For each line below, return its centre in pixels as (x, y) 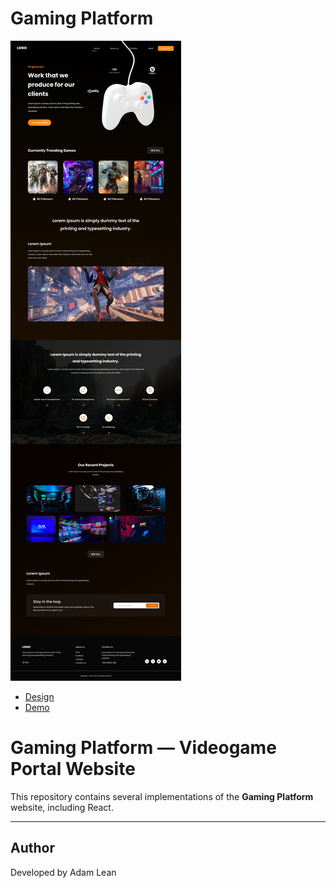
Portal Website (73, 769)
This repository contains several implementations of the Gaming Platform (162, 796)
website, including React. (62, 807)
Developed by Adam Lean (63, 872)
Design (39, 696)
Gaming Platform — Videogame (143, 748)
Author (32, 848)
